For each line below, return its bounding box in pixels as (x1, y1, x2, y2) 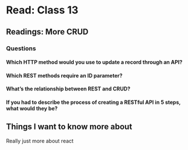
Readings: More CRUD (6, 27, 89, 37)
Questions (6, 44, 36, 53)
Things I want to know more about (6, 122, 133, 132)
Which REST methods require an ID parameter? (6, 72, 123, 79)
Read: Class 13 (6, 4, 79, 17)
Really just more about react (6, 137, 74, 144)
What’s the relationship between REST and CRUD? (6, 85, 131, 92)
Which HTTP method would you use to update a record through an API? (6, 59, 183, 66)
